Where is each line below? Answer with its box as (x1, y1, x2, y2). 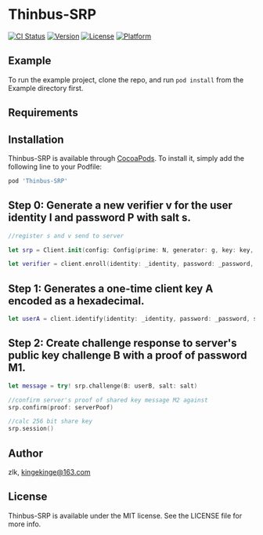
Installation (8, 133, 64, 146)
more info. (8, 519, 41, 529)
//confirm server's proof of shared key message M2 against (8, 396, 209, 404)
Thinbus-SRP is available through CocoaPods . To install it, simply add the (8, 153, 245, 162)
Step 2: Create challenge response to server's (8, 337, 237, 350)
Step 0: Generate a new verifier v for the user (8, 198, 233, 213)
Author (8, 446, 43, 460)
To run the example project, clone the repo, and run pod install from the (8, 75, 244, 84)
